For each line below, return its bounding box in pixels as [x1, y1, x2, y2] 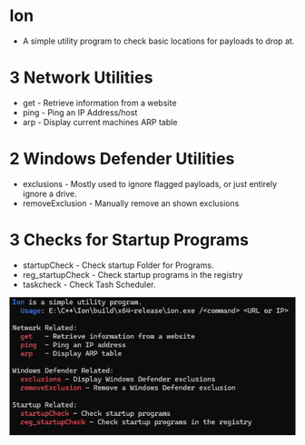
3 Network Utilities [9, 67, 153, 88]
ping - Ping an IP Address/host [22, 106, 138, 118]
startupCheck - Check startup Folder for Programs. [22, 260, 214, 271]
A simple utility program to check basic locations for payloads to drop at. [22, 35, 295, 46]
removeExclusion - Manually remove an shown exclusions [22, 197, 240, 209]
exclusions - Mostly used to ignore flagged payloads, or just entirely [22, 178, 278, 189]
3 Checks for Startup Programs [9, 230, 250, 250]
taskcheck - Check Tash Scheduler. [22, 279, 156, 290]
